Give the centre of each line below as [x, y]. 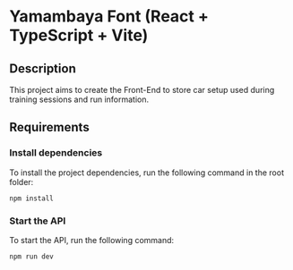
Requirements [49, 127]
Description [43, 68]
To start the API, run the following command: [92, 240]
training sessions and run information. [79, 99]
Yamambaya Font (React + [109, 17]
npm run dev [31, 257]
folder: [22, 181]
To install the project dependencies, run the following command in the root [147, 173]
